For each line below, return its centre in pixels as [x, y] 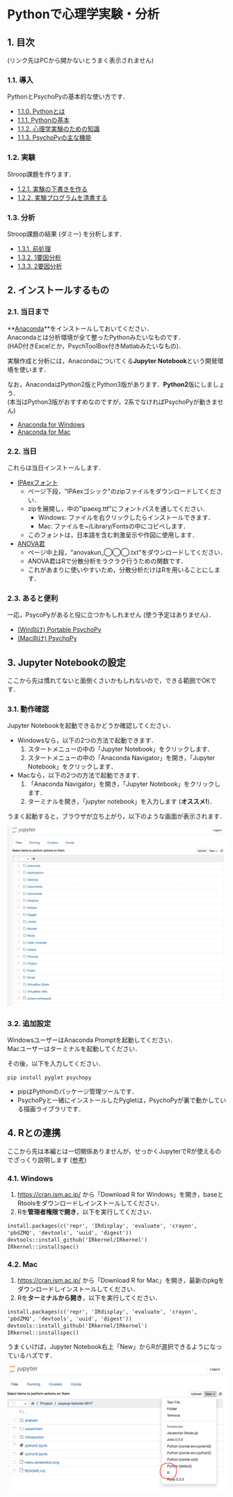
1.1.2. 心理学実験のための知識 [58, 129]
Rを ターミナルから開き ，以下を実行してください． [89, 1298]
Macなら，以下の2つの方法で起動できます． [80, 775]
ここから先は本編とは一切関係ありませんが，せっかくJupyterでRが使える [111, 1151]
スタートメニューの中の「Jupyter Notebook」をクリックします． [121, 749]
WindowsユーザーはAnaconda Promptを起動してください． [92, 1040]
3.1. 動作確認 [28, 709]
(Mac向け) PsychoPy [47, 639]
